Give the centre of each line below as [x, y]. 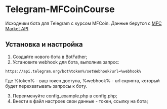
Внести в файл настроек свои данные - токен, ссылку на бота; [80, 101]
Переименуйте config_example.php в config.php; [65, 96]
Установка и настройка [44, 45]
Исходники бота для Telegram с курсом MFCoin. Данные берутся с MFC [83, 23]
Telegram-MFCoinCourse [60, 9]
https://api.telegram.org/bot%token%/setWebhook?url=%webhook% [73, 71]
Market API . [17, 28]
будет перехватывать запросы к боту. [46, 86]
